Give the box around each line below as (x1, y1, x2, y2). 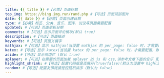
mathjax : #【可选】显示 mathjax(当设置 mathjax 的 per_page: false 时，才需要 (5, 43, 158, 48)
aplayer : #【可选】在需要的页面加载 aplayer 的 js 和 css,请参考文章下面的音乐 (5, 57, 154, 62)
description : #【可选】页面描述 (5, 34, 65, 39)
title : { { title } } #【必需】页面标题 (5, 7, 78, 12)
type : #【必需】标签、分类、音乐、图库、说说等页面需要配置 (5, 20, 111, 26)
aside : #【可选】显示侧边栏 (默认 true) (5, 52, 81, 57)
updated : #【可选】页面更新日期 (5, 25, 63, 30)
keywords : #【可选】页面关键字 (5, 39, 62, 44)
